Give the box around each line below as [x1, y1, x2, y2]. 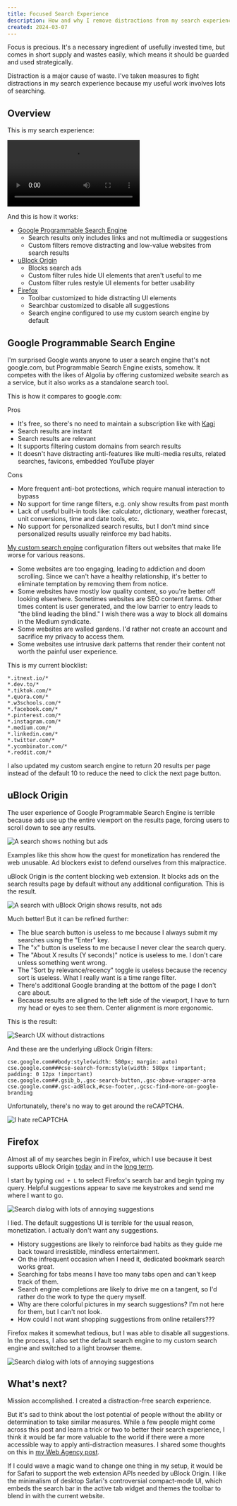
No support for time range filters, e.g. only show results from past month [17, 500, 229, 508]
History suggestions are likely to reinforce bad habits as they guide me [17, 1240, 224, 1248]
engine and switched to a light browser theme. [7, 1343, 142, 1352]
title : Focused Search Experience [7, 10, 109, 18]
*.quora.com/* [7, 693, 49, 700]
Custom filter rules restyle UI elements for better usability [28, 279, 195, 287]
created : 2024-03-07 [7, 23, 68, 30]
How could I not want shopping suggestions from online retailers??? [17, 1315, 215, 1323]
